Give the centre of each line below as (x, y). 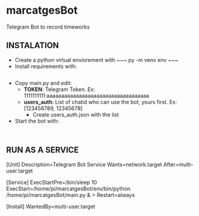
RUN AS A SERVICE (43, 150)
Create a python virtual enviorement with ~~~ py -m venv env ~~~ (97, 60)
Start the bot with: (37, 121)
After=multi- (178, 164)
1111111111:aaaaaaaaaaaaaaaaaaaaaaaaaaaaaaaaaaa (86, 95)
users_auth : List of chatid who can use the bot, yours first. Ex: (100, 102)
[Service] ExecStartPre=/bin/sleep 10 (52, 182)
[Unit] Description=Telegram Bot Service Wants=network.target (84, 164)
